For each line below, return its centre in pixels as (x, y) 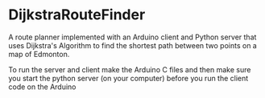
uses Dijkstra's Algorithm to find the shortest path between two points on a (133, 45)
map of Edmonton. (39, 54)
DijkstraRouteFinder (77, 15)
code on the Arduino (42, 87)
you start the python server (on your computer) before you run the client (128, 78)
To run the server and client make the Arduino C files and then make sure (130, 69)
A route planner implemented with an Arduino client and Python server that (132, 37)
